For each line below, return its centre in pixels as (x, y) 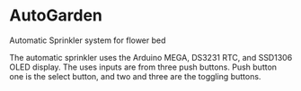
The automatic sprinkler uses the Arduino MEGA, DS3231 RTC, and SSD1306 (151, 57)
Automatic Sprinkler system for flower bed (88, 40)
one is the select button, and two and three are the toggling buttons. (135, 76)
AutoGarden (56, 16)
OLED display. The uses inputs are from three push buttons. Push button (143, 67)
